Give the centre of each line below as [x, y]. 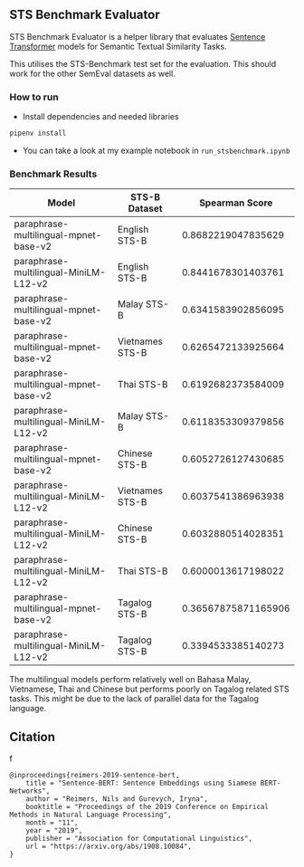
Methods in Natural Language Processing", [90, 815]
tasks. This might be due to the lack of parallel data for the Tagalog [134, 699]
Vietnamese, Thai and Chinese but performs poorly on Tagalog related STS [149, 689]
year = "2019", [54, 831]
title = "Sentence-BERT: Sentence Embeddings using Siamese [141, 783]
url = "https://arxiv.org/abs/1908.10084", [109, 847]
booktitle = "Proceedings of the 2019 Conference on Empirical [147, 807]
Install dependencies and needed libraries [100, 117]
